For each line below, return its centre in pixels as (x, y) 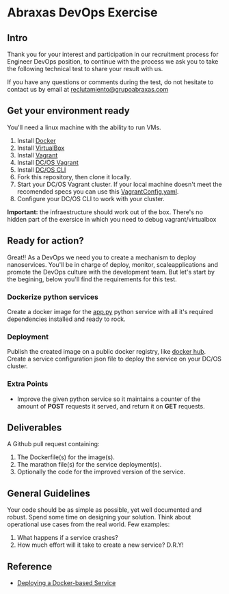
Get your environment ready (68, 111)
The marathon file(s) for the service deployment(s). (89, 465)
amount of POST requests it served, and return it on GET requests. (111, 406)
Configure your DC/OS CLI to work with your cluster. (91, 198)
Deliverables (35, 427)
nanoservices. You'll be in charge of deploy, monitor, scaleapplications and (113, 264)
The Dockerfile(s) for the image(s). (66, 457)
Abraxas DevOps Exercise (82, 13)
